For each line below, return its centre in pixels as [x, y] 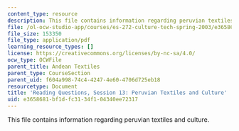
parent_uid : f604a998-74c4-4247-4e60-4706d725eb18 [84, 80]
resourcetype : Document [43, 86]
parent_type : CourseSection [49, 73]
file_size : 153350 [34, 34]
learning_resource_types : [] [51, 47]
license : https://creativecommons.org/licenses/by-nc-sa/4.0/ [101, 54]
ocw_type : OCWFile [34, 60]
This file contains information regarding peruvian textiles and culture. [108, 120]
